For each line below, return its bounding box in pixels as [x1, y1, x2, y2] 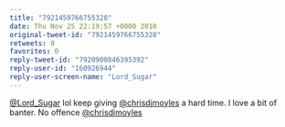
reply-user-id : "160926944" [9, 64, 117, 73]
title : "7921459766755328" [9, 13, 112, 23]
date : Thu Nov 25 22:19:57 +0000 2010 [9, 22, 157, 31]
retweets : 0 [9, 38, 55, 48]
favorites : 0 [9, 47, 59, 56]
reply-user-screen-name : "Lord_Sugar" [9, 73, 157, 82]
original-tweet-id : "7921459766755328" [9, 30, 162, 39]
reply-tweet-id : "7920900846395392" [9, 55, 149, 64]
